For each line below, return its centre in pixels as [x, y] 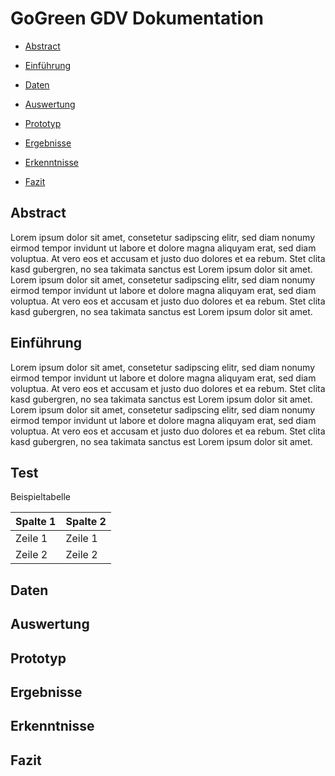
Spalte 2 [86, 522]
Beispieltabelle [41, 497]
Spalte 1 [36, 522]
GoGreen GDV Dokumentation [137, 18]
